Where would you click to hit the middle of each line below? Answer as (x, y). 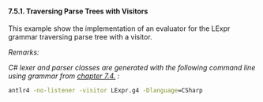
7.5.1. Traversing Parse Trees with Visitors (78, 11)
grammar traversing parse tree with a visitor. (80, 37)
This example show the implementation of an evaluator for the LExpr (119, 28)
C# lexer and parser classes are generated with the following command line (132, 68)
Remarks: (24, 52)
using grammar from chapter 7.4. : (64, 76)
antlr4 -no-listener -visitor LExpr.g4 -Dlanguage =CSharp (105, 91)
